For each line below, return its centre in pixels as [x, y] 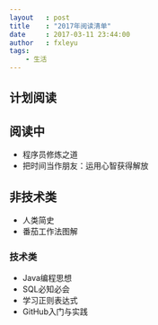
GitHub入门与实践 [55, 312]
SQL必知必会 [46, 289]
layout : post [39, 18]
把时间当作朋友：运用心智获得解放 [85, 166]
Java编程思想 [47, 278]
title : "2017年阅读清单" [61, 26]
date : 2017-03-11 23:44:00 [70, 34]
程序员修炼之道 [50, 154]
